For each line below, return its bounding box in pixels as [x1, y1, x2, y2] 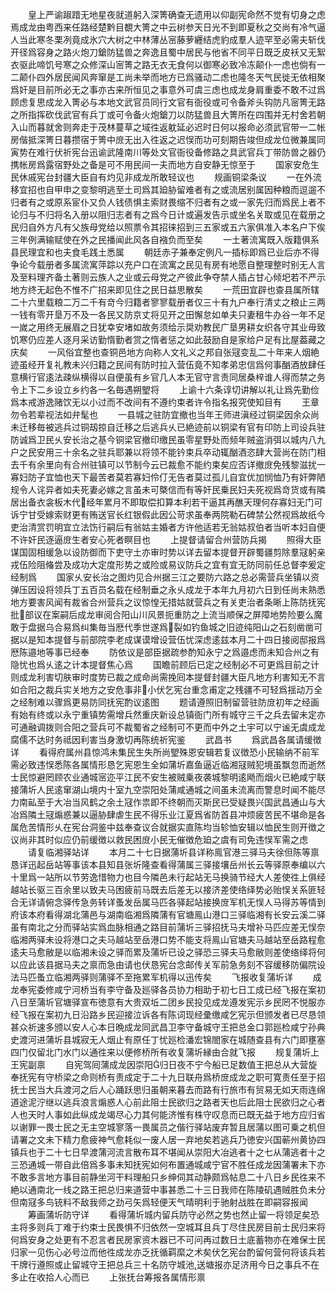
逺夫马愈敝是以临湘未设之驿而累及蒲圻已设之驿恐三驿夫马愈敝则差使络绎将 [10, 946, 317, 958]
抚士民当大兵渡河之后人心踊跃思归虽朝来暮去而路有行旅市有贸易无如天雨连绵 [10, 1084, 326, 1095]
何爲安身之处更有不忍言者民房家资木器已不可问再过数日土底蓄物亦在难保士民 [10, 1234, 326, 1245]
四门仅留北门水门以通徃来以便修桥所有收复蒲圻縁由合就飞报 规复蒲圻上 [10, 1046, 320, 1058]
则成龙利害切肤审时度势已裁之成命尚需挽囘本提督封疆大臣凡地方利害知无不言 [10, 671, 326, 683]
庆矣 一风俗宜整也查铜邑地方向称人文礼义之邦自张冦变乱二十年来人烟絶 [10, 346, 320, 358]
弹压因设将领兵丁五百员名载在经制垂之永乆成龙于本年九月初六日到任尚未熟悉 [10, 584, 326, 595]
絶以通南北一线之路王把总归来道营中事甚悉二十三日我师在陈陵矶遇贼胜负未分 [10, 1184, 326, 1195]
